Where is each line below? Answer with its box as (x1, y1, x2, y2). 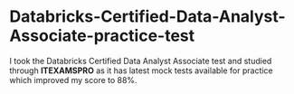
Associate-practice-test (9, 25, 195, 46)
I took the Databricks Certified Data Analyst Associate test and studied (9, 55, 272, 66)
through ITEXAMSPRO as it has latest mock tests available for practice (9, 65, 273, 76)
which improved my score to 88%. (9, 74, 138, 85)
